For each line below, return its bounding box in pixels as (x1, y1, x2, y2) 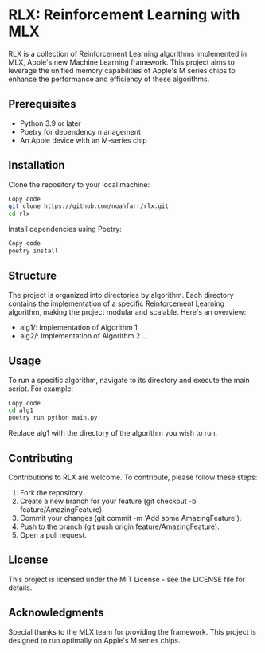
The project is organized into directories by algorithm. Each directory (8, 290, 234, 299)
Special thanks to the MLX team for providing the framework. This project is (8, 627, 257, 636)
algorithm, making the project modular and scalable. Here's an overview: (8, 307, 247, 316)
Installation (8, 158, 65, 172)
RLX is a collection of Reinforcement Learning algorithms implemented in (8, 49, 247, 58)
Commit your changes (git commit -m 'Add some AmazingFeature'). (19, 514, 242, 522)
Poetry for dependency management (19, 127, 142, 136)
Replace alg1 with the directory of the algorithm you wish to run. (8, 428, 218, 438)
